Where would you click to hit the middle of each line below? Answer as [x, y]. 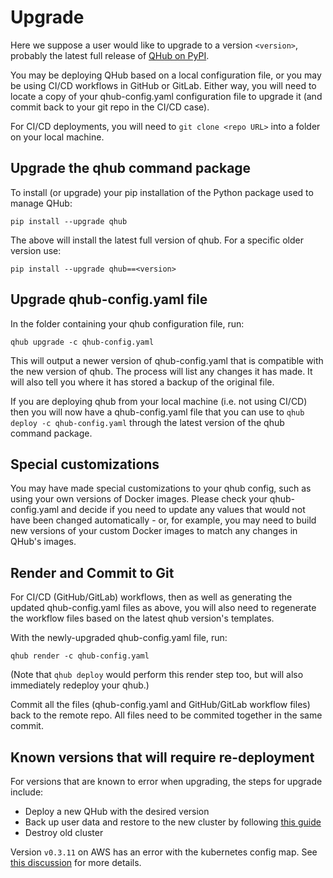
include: [27, 792]
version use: [36, 250]
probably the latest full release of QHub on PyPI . [110, 55]
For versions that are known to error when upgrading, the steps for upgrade [166, 781]
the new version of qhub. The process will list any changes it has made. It [161, 371]
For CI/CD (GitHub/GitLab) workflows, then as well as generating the [151, 597]
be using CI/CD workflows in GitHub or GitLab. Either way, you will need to [163, 85]
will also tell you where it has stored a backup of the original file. [142, 382]
